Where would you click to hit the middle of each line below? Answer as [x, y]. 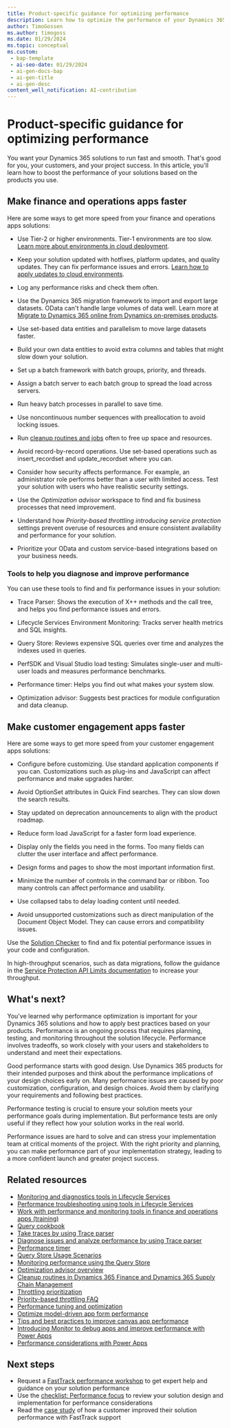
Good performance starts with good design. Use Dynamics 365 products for [115, 1066]
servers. [29, 390]
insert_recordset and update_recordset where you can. [95, 458]
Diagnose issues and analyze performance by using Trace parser [109, 1240]
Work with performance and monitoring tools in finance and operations [118, 1211]
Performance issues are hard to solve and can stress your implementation [112, 1136]
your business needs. [47, 555]
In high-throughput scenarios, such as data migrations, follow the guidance [113, 963]
